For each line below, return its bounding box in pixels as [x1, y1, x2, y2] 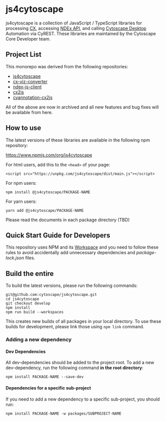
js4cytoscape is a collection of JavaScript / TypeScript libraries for [5, 20, 142, 26]
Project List [5, 50, 42, 59]
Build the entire [5, 269, 54, 278]
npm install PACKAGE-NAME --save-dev [5, 375, 84, 380]
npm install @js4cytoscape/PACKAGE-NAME [5, 189, 91, 195]
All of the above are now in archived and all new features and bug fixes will [5, 104, 159, 110]
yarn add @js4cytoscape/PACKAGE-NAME [5, 208, 84, 213]
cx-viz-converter [12, 78, 48, 84]
